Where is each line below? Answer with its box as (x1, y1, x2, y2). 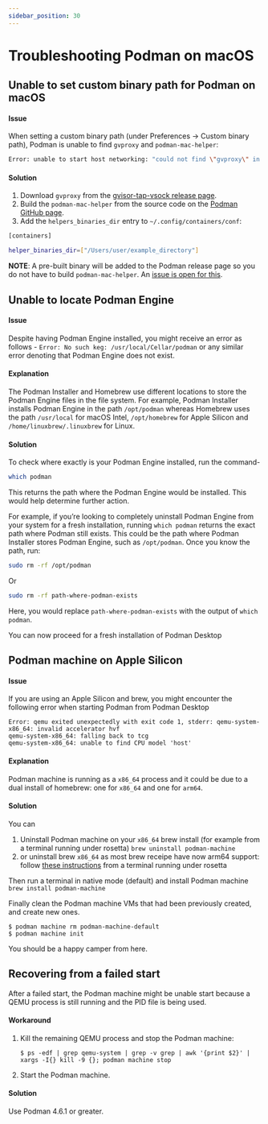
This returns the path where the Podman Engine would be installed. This (8, 488, 247, 498)
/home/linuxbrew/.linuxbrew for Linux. (8, 421, 135, 431)
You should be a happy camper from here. (8, 944, 148, 953)
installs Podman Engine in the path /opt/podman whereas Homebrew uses (8, 404, 250, 414)
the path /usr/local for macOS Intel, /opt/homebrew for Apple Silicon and (8, 412, 249, 423)
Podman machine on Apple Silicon (8, 654, 183, 667)
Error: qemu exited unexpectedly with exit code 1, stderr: (8, 718, 214, 726)
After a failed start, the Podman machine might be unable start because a (8, 988, 250, 998)
